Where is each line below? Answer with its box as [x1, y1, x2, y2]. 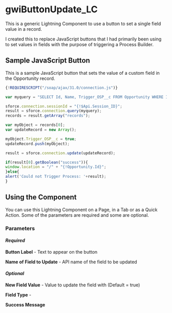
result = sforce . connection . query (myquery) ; [5, 109, 102, 114]
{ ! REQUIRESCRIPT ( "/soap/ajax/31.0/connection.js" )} [5, 85, 118, 90]
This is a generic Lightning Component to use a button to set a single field [5, 20, 161, 27]
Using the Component [5, 193, 77, 202]
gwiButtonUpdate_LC [5, 4, 98, 15]
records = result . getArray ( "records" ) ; [5, 113, 91, 118]
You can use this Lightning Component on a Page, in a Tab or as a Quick [5, 206, 158, 213]
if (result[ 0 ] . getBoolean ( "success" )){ [5, 160, 88, 165]
